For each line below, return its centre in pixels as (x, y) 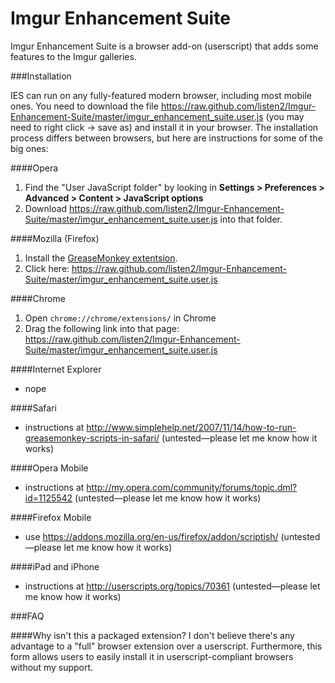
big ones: (29, 148)
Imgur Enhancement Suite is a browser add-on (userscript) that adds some (164, 46)
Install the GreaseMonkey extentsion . (101, 258)
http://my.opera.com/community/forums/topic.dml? (192, 487)
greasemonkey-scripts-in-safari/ (92, 438)
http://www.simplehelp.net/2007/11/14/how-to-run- (191, 427)
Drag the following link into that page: (102, 328)
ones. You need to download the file (84, 106)
